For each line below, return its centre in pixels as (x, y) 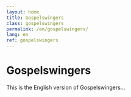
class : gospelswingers (35, 23)
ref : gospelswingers (33, 40)
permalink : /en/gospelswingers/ (47, 29)
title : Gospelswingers (35, 18)
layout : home (23, 12)
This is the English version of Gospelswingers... (66, 87)
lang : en (17, 35)
